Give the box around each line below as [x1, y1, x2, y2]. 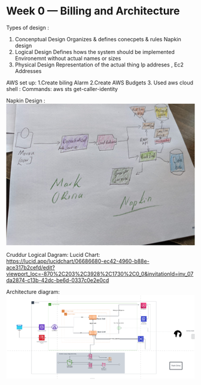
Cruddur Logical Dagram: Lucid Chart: [6, 251, 100, 258]
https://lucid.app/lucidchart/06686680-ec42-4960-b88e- [6, 257, 150, 265]
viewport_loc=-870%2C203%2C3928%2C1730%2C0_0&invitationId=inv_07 [6, 270, 194, 277]
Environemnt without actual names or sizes [14, 54, 121, 62]
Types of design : [6, 24, 49, 31]
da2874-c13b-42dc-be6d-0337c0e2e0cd [6, 277, 109, 284]
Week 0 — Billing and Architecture [6, 4, 180, 18]
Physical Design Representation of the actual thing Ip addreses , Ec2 [14, 61, 184, 68]
